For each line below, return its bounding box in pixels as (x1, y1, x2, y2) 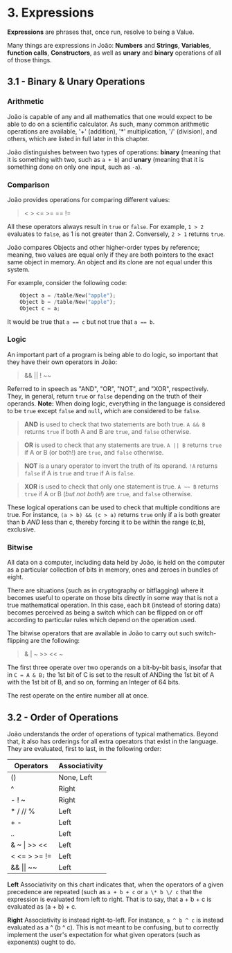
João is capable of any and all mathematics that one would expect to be (7, 112, 213, 120)
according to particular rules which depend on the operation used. (7, 616, 197, 624)
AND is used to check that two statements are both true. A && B (24, 420, 206, 428)
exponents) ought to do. (7, 938, 76, 946)
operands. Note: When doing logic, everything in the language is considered (7, 399, 226, 408)
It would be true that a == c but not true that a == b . (7, 317, 155, 326)
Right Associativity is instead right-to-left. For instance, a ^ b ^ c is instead (7, 916, 224, 924)
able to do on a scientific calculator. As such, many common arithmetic (7, 120, 210, 128)
